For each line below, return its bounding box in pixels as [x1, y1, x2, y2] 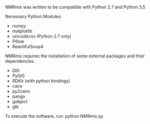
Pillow [12, 38, 24, 44]
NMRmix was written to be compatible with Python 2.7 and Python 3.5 [5, 4, 146, 10]
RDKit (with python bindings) [12, 78, 70, 84]
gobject [12, 99, 28, 104]
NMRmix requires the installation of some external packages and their [5, 53, 145, 59]
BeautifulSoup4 [12, 44, 44, 49]
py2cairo [12, 89, 30, 94]
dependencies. [5, 58, 35, 64]
